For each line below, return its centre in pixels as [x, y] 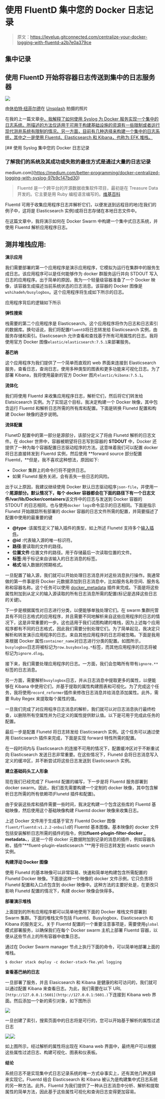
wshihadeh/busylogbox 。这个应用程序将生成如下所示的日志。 [66, 292]
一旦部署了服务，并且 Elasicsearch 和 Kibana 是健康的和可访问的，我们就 [79, 983]
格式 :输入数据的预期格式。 [39, 565]
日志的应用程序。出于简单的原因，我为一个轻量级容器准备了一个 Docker [78, 280]
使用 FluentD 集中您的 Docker [65, 10]
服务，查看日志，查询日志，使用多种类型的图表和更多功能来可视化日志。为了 [82, 369]
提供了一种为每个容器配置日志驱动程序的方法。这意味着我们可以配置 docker [82, 448]
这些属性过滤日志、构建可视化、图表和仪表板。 [52, 1052]
